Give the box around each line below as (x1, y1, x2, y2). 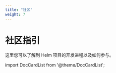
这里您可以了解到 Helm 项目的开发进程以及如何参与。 (5, 52, 114, 58)
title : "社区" (5, 7, 33, 12)
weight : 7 (5, 12, 26, 17)
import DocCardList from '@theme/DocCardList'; (5, 62, 105, 68)
